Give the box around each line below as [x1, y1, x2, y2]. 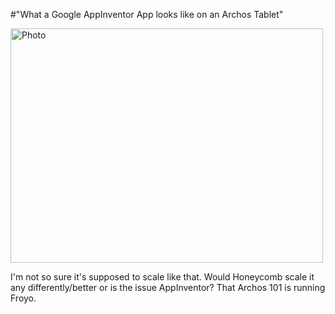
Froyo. [10, 292, 37, 304]
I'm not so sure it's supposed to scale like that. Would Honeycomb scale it [10, 271, 315, 283]
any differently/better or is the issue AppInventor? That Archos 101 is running [10, 282, 326, 293]
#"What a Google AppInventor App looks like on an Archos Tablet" [10, 9, 284, 20]
